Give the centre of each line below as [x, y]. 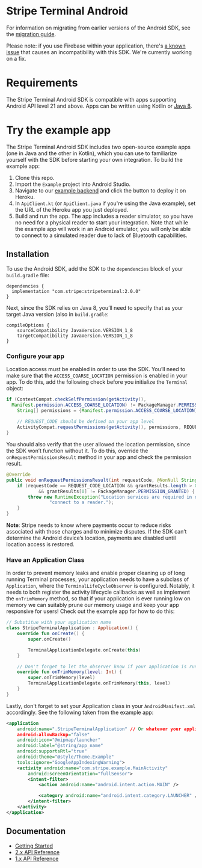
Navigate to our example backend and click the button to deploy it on [100, 190]
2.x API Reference [37, 852]
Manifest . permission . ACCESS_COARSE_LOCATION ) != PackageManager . [95, 405]
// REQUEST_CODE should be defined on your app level [86, 422]
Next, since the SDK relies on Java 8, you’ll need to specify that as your [95, 307]
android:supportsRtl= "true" [52, 751]
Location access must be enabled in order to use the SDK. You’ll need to [96, 369]
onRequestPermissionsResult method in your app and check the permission [99, 457]
